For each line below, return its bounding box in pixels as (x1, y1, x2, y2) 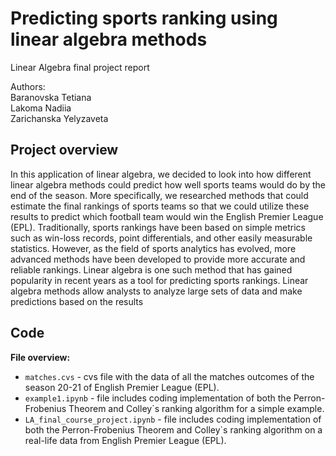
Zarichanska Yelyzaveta (10, 112, 109, 124)
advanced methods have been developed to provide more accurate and (10, 253, 306, 265)
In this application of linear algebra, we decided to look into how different (10, 168, 312, 180)
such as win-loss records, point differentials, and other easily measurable (10, 232, 313, 244)
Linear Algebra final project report (10, 61, 150, 73)
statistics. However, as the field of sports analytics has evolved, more (10, 242, 297, 254)
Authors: (10, 80, 46, 92)
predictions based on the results (10, 295, 144, 307)
